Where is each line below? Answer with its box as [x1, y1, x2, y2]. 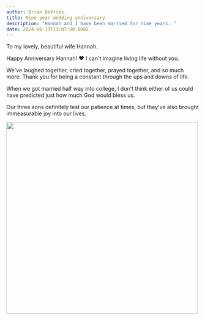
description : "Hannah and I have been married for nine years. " [6, 20, 176, 26]
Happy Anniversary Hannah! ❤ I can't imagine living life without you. [6, 55, 179, 62]
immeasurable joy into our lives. [6, 110, 87, 117]
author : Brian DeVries [6, 9, 64, 15]
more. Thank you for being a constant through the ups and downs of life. [6, 73, 190, 80]
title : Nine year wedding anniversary [6, 15, 105, 21]
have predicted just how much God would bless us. [6, 91, 136, 99]
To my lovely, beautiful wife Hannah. [6, 43, 98, 50]
